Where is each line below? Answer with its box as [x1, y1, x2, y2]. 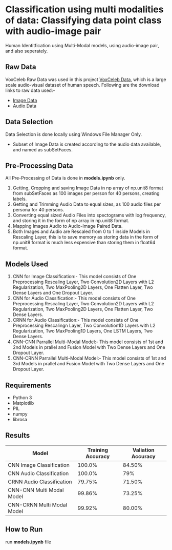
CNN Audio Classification [8, 469, 69, 477]
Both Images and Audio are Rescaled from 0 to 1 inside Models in [12, 228, 150, 234]
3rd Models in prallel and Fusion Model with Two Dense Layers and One [12, 361, 165, 367]
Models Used [5, 260, 49, 268]
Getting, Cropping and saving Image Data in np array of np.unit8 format [12, 185, 163, 191]
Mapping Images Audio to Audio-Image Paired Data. [12, 223, 123, 229]
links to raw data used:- [5, 87, 55, 93]
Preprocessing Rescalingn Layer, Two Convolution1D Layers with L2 [12, 322, 156, 329]
